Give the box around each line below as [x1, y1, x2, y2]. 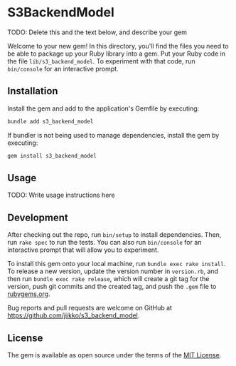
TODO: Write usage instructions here [7, 190, 115, 200]
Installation [7, 85, 58, 97]
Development [7, 211, 69, 223]
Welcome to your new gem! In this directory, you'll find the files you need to [7, 41, 229, 50]
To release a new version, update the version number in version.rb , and [7, 267, 219, 275]
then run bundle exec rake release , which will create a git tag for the [7, 275, 210, 283]
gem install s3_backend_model [7, 152, 97, 159]
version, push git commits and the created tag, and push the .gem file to [7, 283, 217, 291]
